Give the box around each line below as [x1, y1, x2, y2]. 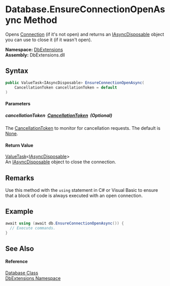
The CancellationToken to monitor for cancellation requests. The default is [5, 125, 161, 131]
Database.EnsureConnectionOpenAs [5, 4, 165, 15]
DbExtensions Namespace [5, 275, 61, 281]
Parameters [5, 100, 31, 106]
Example [5, 207, 34, 216]
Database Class [5, 270, 38, 276]
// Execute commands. [10, 225, 56, 231]
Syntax [5, 67, 29, 75]
